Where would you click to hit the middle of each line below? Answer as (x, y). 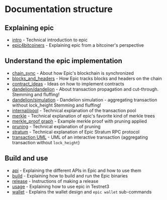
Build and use (26, 159)
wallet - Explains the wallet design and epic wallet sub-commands (82, 191)
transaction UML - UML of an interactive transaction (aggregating (80, 137)
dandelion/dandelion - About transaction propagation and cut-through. (85, 89)
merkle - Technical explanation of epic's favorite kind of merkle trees (83, 116)
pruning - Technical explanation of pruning (56, 126)
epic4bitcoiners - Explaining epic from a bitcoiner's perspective (78, 45)
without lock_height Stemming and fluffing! (57, 105)
